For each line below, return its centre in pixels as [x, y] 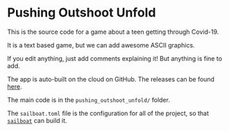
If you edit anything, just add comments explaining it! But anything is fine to [115, 58]
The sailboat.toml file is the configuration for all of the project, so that [108, 113]
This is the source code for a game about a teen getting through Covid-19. [113, 32]
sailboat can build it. [37, 120]
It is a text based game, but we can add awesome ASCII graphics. [101, 45]
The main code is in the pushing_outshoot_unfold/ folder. [88, 100]
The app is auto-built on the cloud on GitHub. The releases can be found [111, 79]
